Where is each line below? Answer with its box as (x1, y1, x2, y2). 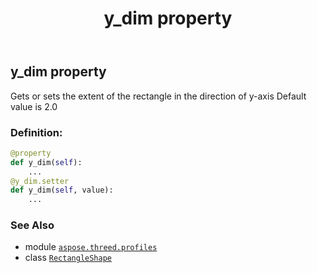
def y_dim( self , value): (10, 185, 114, 196)
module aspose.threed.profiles (24, 241, 158, 253)
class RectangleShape (24, 252, 112, 264)
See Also (10, 218, 55, 232)
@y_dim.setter (10, 176, 70, 186)
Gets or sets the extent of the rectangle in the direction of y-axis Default (10, 90, 307, 102)
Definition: (10, 125, 63, 139)
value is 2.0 (10, 100, 58, 112)
